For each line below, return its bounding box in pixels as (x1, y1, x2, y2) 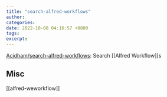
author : (6, 14, 25, 20)
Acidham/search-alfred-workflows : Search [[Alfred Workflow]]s (6, 52, 162, 59)
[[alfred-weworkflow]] (6, 85, 60, 92)
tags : (6, 31, 19, 36)
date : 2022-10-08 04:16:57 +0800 (6, 25, 89, 31)
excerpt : (6, 36, 28, 42)
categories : (6, 19, 35, 25)
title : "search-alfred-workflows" (6, 8, 91, 15)
